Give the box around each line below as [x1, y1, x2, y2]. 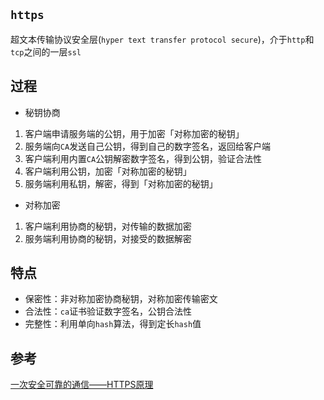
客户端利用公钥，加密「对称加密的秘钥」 [24, 165, 192, 177]
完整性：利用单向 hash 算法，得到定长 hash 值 [24, 318, 202, 330]
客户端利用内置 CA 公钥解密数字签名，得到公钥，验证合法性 [24, 152, 263, 164]
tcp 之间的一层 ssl [10, 45, 82, 58]
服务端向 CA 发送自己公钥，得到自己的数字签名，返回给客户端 [24, 140, 272, 152]
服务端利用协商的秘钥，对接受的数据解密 [24, 232, 192, 244]
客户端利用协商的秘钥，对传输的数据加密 [24, 220, 192, 232]
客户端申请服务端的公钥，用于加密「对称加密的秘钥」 [24, 127, 245, 139]
